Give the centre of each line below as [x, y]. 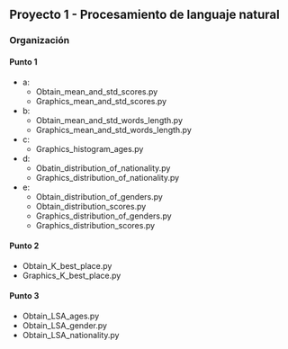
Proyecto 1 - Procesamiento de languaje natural [145, 15]
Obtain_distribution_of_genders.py [99, 196]
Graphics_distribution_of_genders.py [104, 216]
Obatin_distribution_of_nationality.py [103, 168]
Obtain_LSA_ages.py [61, 316]
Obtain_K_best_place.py [67, 265]
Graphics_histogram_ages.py [90, 148]
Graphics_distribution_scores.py [95, 225]
